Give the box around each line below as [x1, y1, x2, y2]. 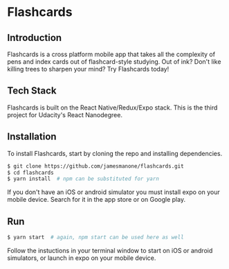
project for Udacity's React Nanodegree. [7, 110, 123, 119]
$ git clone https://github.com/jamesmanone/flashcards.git [7, 162, 185, 170]
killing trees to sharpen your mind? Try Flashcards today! [7, 65, 170, 73]
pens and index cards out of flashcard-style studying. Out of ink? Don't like [7, 58, 221, 66]
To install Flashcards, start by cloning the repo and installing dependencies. [7, 149, 223, 157]
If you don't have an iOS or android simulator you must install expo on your [7, 188, 220, 196]
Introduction [7, 32, 62, 44]
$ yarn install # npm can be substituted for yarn [7, 175, 159, 182]
